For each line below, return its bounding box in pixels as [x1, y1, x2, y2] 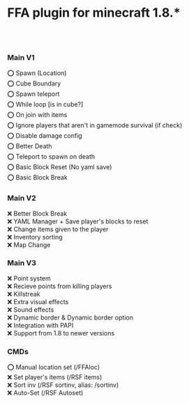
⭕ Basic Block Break [7, 173, 68, 182]
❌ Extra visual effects [7, 297, 69, 306]
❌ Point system [7, 274, 51, 283]
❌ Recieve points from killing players [7, 282, 112, 290]
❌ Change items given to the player [7, 225, 109, 233]
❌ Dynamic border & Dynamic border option [7, 313, 134, 322]
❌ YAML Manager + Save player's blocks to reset [7, 217, 149, 226]
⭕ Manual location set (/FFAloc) [7, 363, 100, 372]
